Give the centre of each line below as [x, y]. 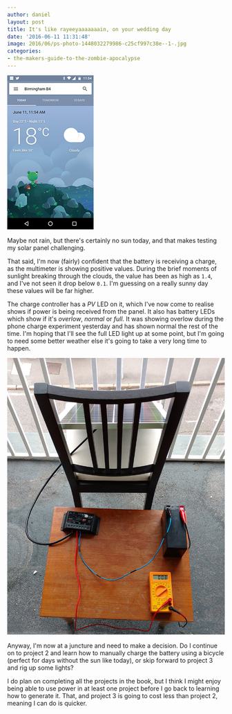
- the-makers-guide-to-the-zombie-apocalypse [74, 59]
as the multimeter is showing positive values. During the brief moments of [112, 268]
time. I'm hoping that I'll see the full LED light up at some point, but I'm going [116, 333]
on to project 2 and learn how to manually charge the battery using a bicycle [116, 653]
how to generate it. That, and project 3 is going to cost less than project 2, [113, 696]
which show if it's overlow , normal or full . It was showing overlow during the [116, 319]
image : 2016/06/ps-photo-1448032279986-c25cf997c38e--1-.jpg [97, 44]
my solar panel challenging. [46, 248]
